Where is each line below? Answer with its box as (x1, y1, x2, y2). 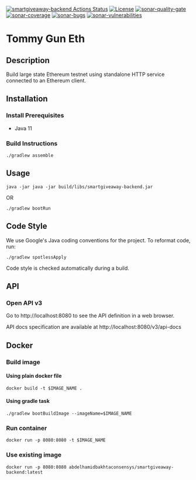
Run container (6, 424, 47, 432)
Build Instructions (6, 139, 58, 147)
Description (6, 55, 50, 65)
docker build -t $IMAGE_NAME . (6, 385, 82, 391)
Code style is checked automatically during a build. (6, 265, 130, 272)
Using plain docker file (6, 373, 62, 380)
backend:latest (6, 469, 43, 475)
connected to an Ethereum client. (6, 77, 86, 84)
